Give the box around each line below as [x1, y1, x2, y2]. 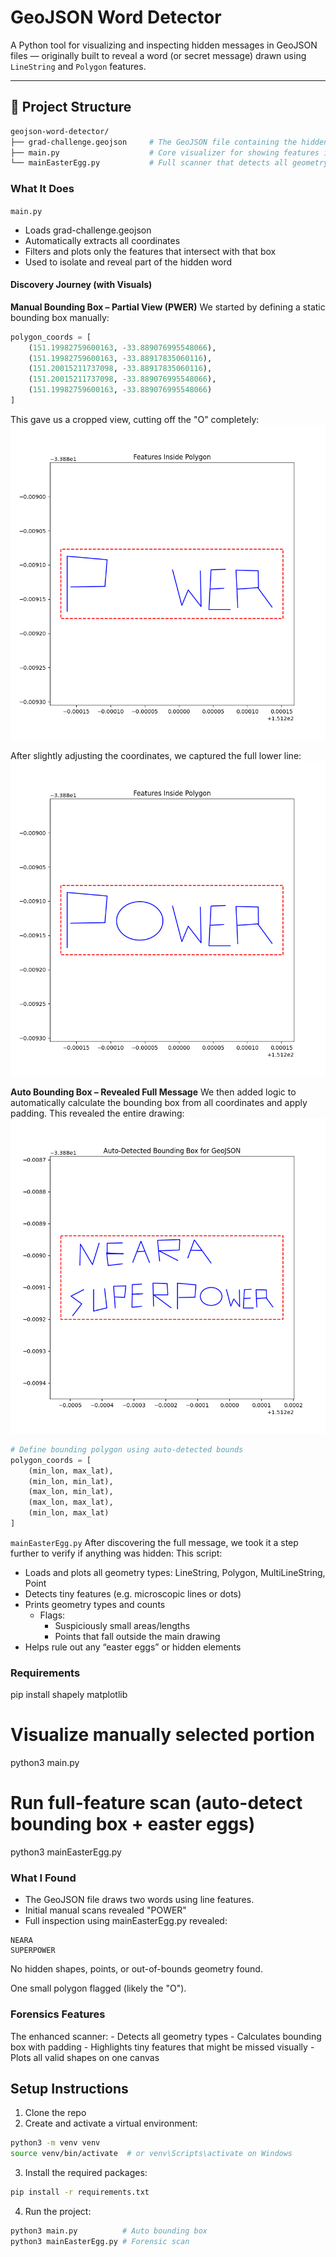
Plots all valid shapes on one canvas [10, 2051, 160, 2063]
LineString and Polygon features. [10, 60, 147, 72]
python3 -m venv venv [10, 2138, 101, 2148]
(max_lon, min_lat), [28, 1487, 114, 1497]
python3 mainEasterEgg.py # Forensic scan [10, 2236, 190, 2246]
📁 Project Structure [10, 99, 132, 116]
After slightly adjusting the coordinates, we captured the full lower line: [10, 749, 302, 761]
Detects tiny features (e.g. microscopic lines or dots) [24, 1587, 242, 1600]
